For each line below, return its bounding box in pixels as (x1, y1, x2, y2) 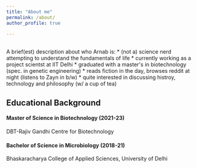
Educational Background (6, 98, 101, 108)
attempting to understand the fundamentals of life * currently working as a (6, 55, 192, 62)
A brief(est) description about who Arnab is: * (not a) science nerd (6, 48, 172, 55)
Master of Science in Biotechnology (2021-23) (6, 114, 125, 122)
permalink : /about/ (6, 14, 56, 20)
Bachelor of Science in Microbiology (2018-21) (6, 142, 125, 149)
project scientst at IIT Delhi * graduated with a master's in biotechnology (6, 61, 187, 68)
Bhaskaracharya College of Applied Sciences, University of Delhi (6, 155, 168, 163)
